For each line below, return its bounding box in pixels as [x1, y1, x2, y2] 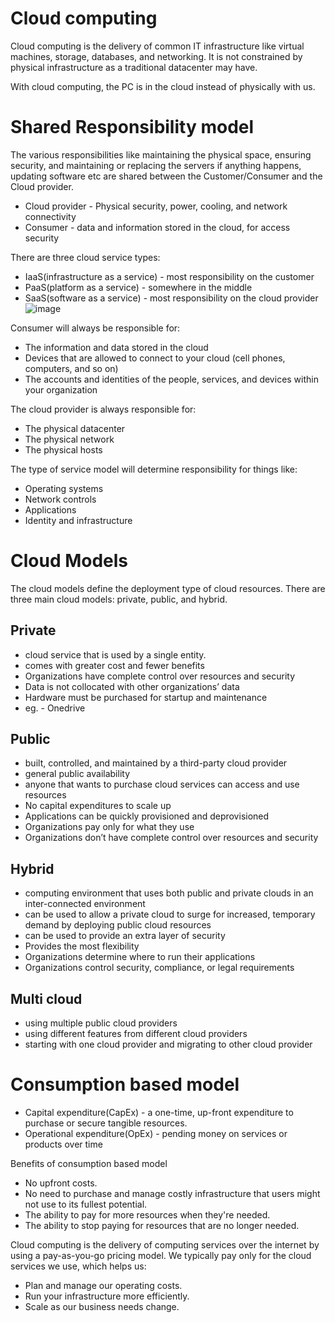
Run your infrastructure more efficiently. [24, 1290, 190, 1302]
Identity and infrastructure [24, 514, 133, 526]
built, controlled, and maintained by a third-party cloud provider [24, 757, 288, 769]
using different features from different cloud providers [24, 1028, 248, 1040]
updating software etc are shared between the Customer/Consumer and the [10, 170, 323, 182]
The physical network [24, 433, 115, 445]
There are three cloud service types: [10, 251, 161, 263]
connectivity [24, 210, 77, 222]
